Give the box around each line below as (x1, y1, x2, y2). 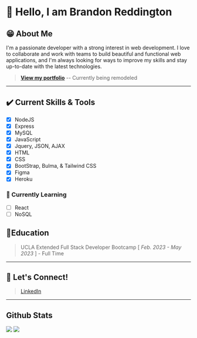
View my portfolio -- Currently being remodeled (20, 75, 138, 81)
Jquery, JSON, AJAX (14, 143, 66, 150)
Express (14, 123, 35, 130)
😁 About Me (6, 29, 53, 39)
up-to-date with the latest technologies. (6, 63, 102, 70)
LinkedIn (20, 288, 42, 295)
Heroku (14, 175, 33, 182)
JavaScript (14, 136, 41, 143)
